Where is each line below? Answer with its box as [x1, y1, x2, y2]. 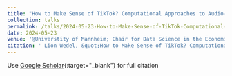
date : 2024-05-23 [7, 29, 57, 37]
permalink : [7, 23, 39, 30]
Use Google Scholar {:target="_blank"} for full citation [7, 61, 159, 69]
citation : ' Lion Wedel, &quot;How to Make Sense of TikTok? [7, 42, 187, 49]
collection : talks [7, 17, 60, 23]
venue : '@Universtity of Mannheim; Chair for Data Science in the [7, 36, 202, 43]
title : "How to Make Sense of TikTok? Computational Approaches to [7, 10, 206, 17]
